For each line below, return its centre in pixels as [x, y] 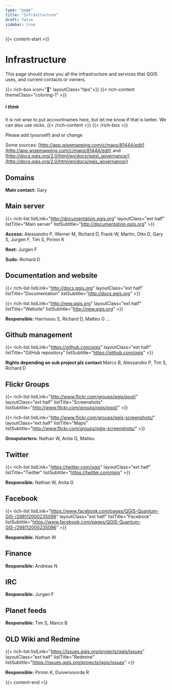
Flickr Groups [27, 384]
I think [12, 106]
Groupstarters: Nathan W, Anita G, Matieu [50, 439]
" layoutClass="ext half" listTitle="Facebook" [104, 516]
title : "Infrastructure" [32, 15]
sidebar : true [21, 24]
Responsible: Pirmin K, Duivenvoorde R [47, 673]
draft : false [19, 20]
